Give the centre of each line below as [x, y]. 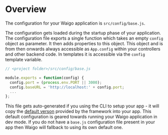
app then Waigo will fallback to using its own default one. [64, 127]
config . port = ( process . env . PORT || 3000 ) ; [56, 82]
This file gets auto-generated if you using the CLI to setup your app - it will [82, 106]
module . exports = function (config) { [45, 78]
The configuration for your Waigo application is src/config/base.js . [75, 23]
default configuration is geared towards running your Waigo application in [81, 117]
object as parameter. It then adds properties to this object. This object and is [84, 43]
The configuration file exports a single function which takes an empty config [84, 38]
